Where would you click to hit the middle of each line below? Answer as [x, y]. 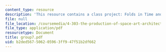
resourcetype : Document [30, 33]
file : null [16, 19]
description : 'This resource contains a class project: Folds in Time [79, 14]
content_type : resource [30, 10]
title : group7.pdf [24, 38]
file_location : [21, 24]
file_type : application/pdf [34, 28]
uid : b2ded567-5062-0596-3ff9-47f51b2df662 [51, 42]
